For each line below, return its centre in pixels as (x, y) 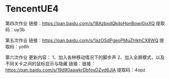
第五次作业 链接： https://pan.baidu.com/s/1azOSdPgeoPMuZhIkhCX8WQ (82, 40)
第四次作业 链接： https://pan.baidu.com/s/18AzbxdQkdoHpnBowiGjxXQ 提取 (85, 23)
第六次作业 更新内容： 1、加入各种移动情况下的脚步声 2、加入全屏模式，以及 (85, 57)
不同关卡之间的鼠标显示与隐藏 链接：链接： (50, 63)
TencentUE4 (32, 9)
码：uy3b (15, 29)
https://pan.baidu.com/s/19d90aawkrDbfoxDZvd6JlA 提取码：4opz (75, 70)
